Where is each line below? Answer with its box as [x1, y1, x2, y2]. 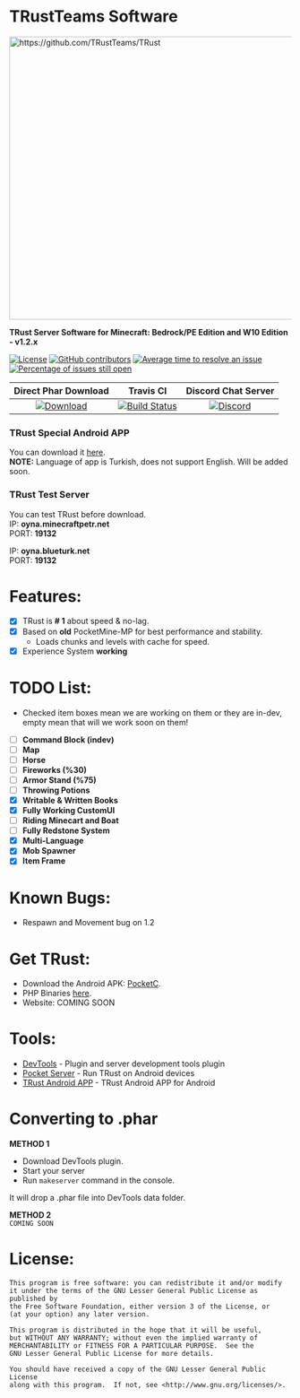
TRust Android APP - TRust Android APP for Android [21, 1078, 216, 1089]
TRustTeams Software [9, 6, 178, 27]
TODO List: [9, 677, 92, 698]
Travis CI [128, 384, 167, 396]
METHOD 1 [9, 1139, 50, 1150]
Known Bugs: [9, 888, 111, 907]
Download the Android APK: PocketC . [21, 978, 161, 989]
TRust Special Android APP [9, 426, 130, 439]
